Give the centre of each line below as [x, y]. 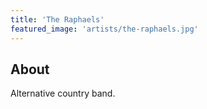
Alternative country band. [63, 93]
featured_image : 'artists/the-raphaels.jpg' [104, 29]
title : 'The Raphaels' [57, 19]
